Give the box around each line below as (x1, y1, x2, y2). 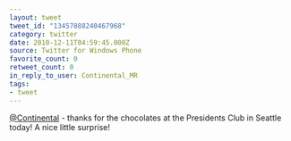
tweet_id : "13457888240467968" (9, 21, 126, 30)
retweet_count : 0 (9, 63, 74, 72)
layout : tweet (9, 12, 63, 22)
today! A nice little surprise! (9, 121, 110, 132)
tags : (9, 79, 30, 88)
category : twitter (9, 29, 78, 38)
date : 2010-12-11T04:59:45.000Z (9, 37, 130, 47)
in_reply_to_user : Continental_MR (9, 71, 139, 80)
